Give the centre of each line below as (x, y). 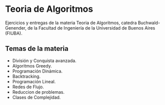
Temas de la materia (37, 49)
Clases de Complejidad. (36, 97)
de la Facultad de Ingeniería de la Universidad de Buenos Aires (91, 28)
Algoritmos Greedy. (32, 66)
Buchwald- (149, 23)
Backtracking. (26, 76)
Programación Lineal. (34, 81)
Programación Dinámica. (37, 71)
